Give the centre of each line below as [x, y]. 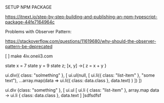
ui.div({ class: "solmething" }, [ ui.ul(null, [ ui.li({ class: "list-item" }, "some [80, 75]
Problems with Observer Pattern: [38, 31]
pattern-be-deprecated [29, 46]
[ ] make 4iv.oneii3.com [29, 56]
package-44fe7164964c [30, 22]
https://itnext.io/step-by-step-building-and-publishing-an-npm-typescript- [81, 17]
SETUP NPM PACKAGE [28, 7]
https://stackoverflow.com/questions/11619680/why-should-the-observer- [81, 41]
